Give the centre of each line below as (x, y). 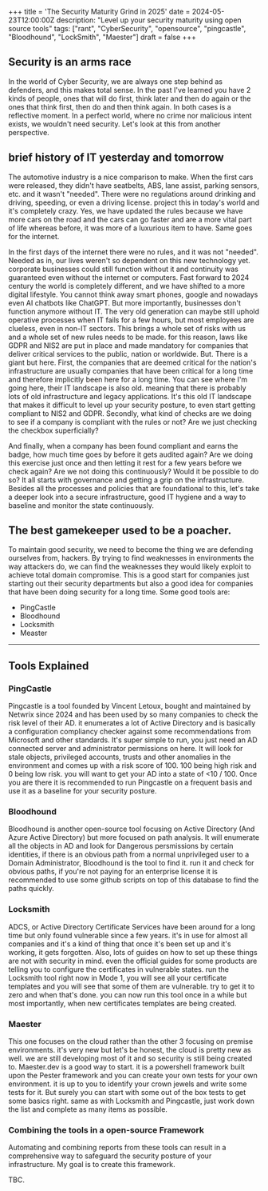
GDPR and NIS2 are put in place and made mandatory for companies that (128, 345)
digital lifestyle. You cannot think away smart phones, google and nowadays (133, 294)
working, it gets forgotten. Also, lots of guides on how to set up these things (133, 952)
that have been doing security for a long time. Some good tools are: (119, 592)
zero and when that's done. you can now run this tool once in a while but (128, 994)
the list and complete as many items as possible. (88, 1109)
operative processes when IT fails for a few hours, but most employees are (131, 320)
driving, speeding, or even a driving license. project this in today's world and (134, 202)
